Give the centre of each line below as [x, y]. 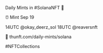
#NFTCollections [23, 46]
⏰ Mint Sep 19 [20, 17]
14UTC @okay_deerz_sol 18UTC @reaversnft [51, 27]
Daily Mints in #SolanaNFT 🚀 [35, 8]
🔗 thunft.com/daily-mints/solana [38, 37]
